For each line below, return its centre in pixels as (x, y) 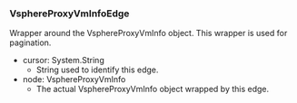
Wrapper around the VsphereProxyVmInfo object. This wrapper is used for (148, 33)
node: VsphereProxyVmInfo (74, 80)
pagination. (30, 42)
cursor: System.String (63, 61)
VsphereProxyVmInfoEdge (69, 14)
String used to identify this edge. (97, 70)
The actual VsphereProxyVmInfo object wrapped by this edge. (153, 89)
